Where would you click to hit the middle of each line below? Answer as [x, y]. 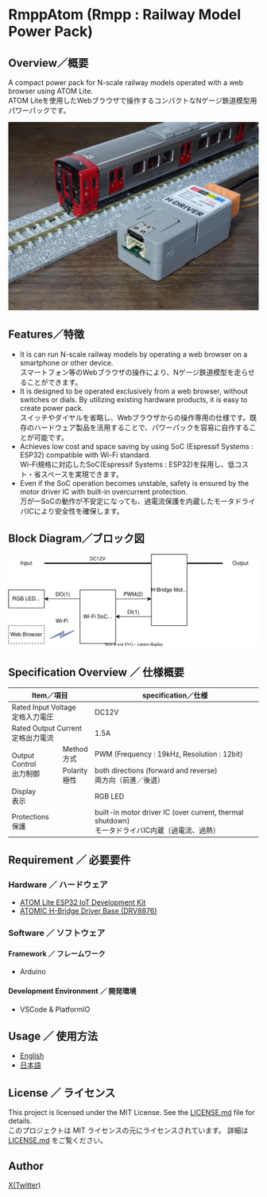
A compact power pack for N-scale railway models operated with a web [126, 82]
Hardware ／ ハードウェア [58, 884]
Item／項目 [50, 695]
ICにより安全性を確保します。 [75, 510]
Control [24, 764]
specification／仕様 [175, 695]
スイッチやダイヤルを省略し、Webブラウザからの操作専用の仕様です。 [135, 417]
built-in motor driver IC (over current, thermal [169, 812]
